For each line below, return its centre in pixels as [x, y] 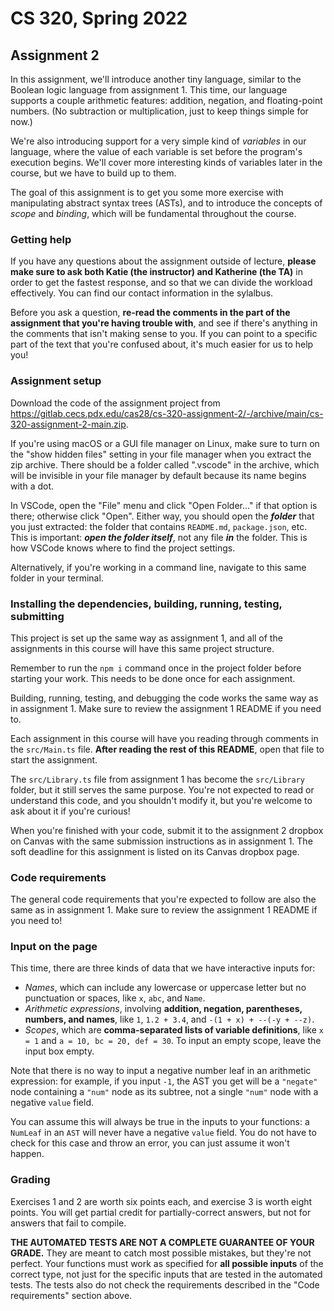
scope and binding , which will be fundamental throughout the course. [153, 213]
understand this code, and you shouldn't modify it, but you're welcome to [161, 800]
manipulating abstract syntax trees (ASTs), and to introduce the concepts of [166, 203]
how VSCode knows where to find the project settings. [123, 548]
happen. [27, 1154]
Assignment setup [56, 381]
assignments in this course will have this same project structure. [142, 648]
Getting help [41, 239]
